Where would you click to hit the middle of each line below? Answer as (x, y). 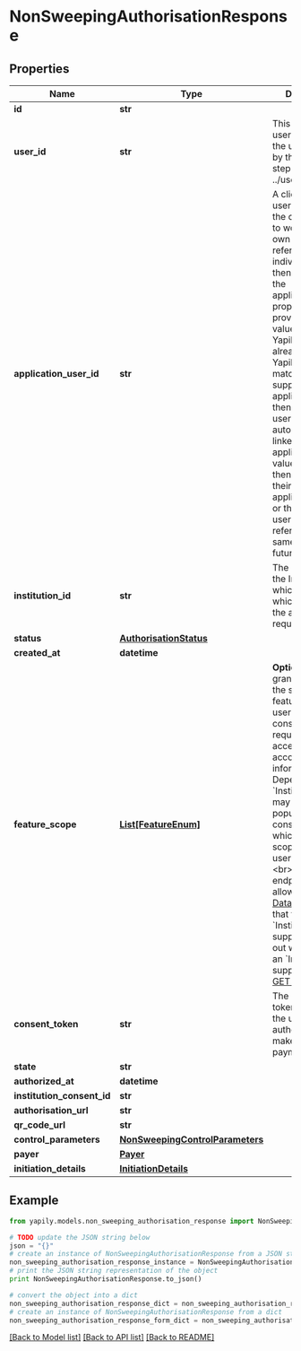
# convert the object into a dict (74, 1295)
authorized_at (44, 1081)
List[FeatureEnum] (160, 824)
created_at (37, 653)
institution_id (43, 596)
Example (34, 1201)
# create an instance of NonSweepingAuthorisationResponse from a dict (146, 1312)
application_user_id (56, 374)
